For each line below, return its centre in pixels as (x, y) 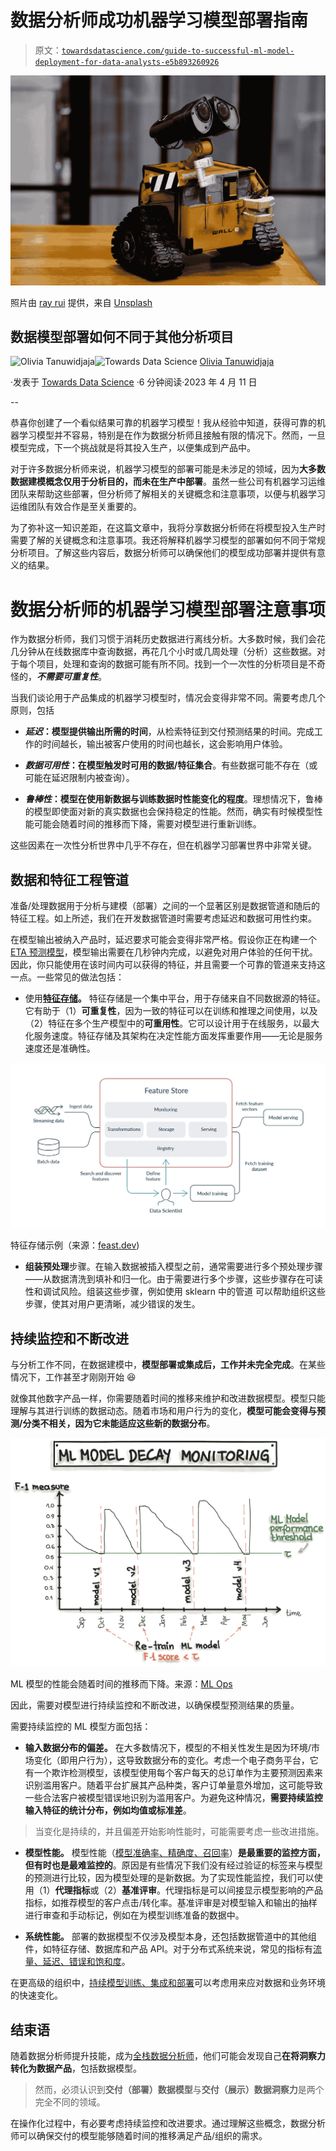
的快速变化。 (36, 1995)
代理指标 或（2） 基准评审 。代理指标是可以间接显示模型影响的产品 (189, 1890)
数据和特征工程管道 (69, 879)
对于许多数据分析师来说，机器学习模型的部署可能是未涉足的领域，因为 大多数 (168, 469)
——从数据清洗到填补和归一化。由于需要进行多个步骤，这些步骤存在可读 (173, 1279)
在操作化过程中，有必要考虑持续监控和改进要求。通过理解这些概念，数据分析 (168, 2123)
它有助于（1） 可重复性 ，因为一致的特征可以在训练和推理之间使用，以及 (171, 1011)
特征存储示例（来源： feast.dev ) (75, 1245)
